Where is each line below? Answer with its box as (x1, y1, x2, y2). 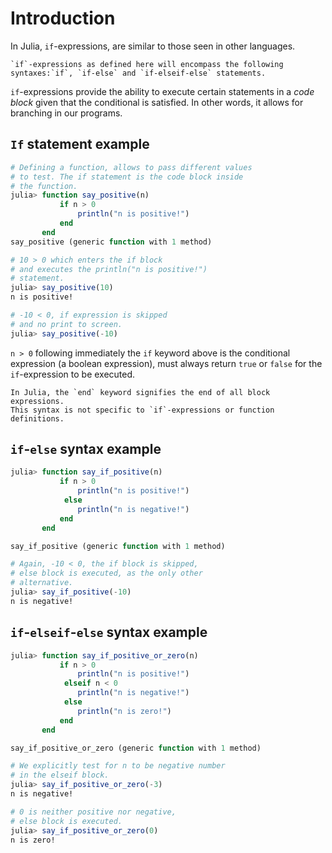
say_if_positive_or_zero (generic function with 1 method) (10, 743, 262, 753)
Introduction (10, 7, 116, 30)
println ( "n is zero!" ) (77, 706, 172, 716)
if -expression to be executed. (10, 368, 136, 380)
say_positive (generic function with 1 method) (10, 237, 213, 247)
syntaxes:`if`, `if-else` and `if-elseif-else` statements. (10, 68, 267, 78)
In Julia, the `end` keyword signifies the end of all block (10, 387, 271, 397)
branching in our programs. (10, 107, 123, 119)
